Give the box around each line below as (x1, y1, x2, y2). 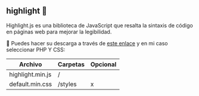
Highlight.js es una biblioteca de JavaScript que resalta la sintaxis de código (6, 21, 194, 29)
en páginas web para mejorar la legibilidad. (6, 28, 112, 35)
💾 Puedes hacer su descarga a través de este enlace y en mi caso (6, 39, 168, 47)
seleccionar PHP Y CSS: (6, 46, 66, 53)
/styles (57, 80, 77, 88)
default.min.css (9, 80, 52, 88)
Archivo (18, 60, 42, 69)
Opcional (90, 60, 117, 69)
